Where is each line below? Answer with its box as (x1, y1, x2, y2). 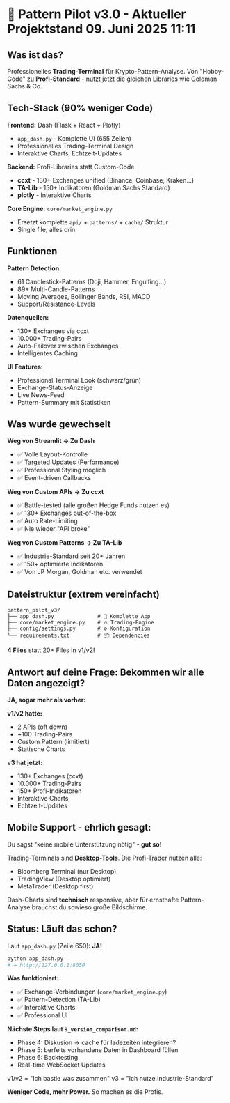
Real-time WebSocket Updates (17, 1060, 106, 1069)
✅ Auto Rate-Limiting (17, 517, 78, 525)
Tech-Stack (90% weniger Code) (7, 102, 154, 114)
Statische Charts (17, 745, 65, 753)
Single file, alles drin (17, 225, 76, 233)
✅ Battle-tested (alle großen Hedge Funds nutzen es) (17, 501, 170, 509)
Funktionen (7, 245, 58, 257)
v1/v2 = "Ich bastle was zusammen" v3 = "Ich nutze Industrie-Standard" (7, 1074, 214, 1083)
